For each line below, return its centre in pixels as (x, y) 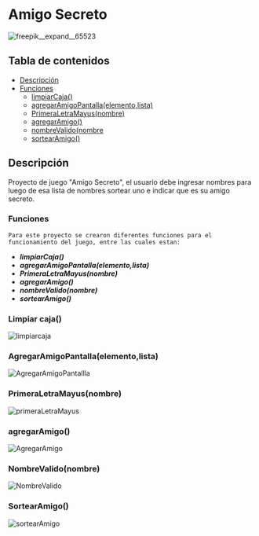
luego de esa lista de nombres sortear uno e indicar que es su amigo (119, 190)
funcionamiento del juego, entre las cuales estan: (94, 242)
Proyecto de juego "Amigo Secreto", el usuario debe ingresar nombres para (130, 182)
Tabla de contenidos (59, 61)
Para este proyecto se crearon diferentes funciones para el (110, 235)
